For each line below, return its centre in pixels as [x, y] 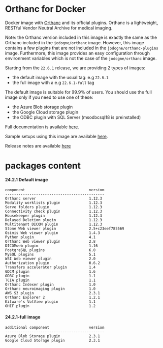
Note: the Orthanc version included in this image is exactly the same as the [81, 37]
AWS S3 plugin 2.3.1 [52, 293]
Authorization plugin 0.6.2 [52, 263]
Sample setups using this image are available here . [57, 136]
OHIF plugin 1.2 [50, 306]
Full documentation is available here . [42, 127]
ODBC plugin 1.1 [50, 276]
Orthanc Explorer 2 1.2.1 [52, 298]
